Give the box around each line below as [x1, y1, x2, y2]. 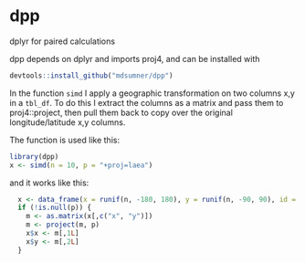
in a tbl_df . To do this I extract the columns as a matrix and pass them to [9, 97, 284, 108]
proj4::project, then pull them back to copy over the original [9, 107, 233, 118]
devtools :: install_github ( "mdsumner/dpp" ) [9, 70, 174, 80]
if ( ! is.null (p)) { [17, 203, 92, 213]
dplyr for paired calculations [9, 36, 116, 47]
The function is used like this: [9, 134, 121, 145]
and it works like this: [9, 177, 89, 188]
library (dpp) [9, 152, 59, 161]
